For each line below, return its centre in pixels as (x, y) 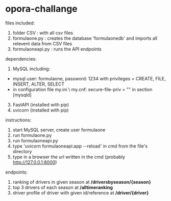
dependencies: (21, 59)
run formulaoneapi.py (35, 140)
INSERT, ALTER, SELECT (39, 84)
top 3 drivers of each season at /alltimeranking (63, 187)
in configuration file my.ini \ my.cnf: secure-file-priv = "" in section (82, 89)
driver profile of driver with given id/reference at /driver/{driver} (81, 193)
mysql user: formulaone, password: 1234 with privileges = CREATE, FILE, (89, 78)
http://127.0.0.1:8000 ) (35, 162)
